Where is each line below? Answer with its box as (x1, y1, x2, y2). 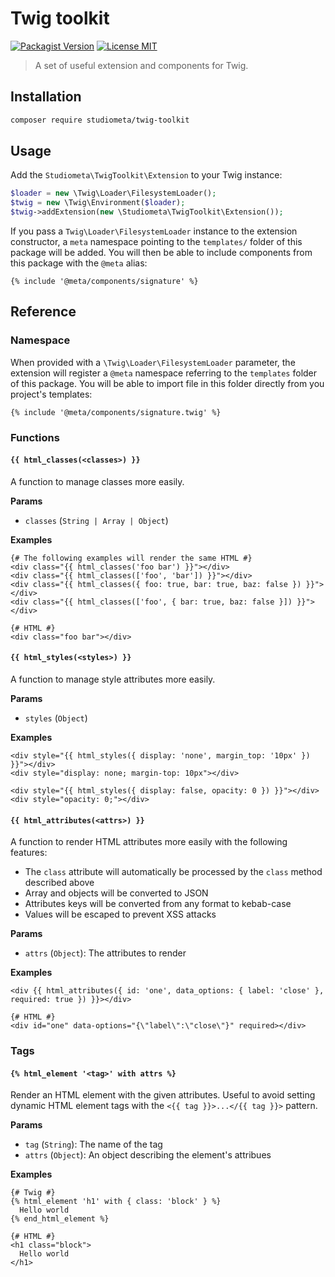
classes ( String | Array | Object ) (24, 514, 169, 526)
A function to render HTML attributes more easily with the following (10, 836, 288, 848)
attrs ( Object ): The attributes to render (24, 947, 187, 959)
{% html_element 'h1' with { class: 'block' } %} (10, 1197, 222, 1207)
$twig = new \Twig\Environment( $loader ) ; (10, 198, 186, 208)
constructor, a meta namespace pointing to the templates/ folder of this (10, 236, 303, 248)
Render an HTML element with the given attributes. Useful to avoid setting (10, 1089, 316, 1101)
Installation (10, 88, 82, 106)
